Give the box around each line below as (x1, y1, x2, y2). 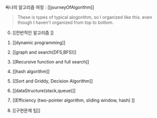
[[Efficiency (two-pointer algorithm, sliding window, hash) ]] (12, 97, 135, 103)
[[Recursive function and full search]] (12, 59, 90, 64)
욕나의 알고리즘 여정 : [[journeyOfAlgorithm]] (5, 4, 95, 10)
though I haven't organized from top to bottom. (17, 19, 114, 25)
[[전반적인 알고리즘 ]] (12, 30, 54, 36)
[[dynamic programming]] (12, 40, 66, 46)
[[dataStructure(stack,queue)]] (12, 88, 76, 93)
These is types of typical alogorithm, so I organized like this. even (17, 14, 153, 20)
